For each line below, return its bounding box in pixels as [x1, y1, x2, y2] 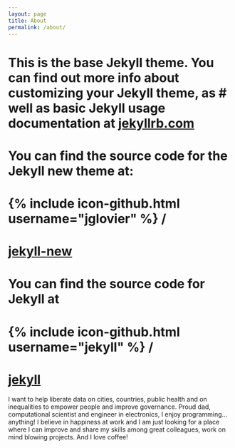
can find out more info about [8, 69, 180, 86]
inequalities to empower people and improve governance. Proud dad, [8, 402, 211, 411]
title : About [8, 17, 47, 24]
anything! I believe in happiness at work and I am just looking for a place [8, 418, 220, 427]
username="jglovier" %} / [8, 210, 167, 227]
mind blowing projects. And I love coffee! [8, 433, 129, 442]
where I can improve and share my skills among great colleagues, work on [8, 425, 226, 434]
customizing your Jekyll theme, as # [8, 85, 227, 101]
